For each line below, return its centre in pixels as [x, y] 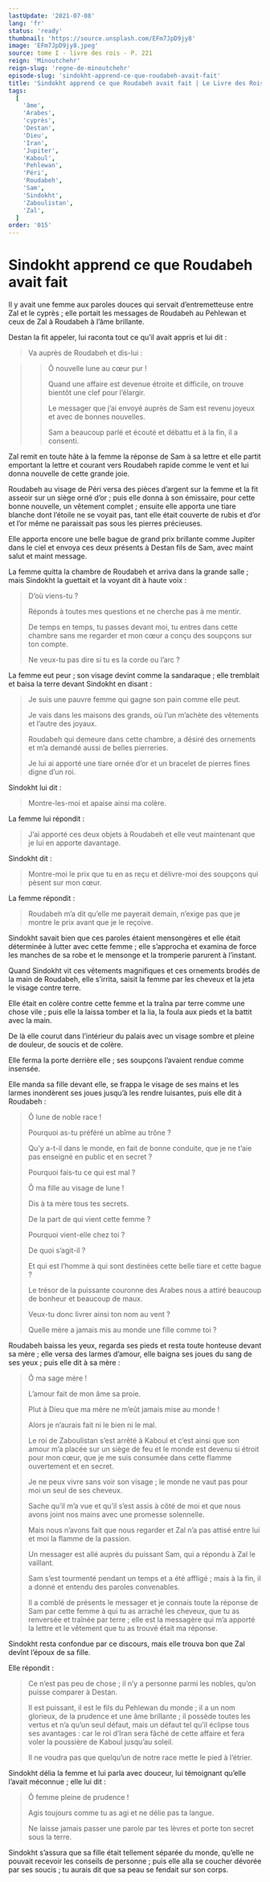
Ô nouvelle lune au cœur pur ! [97, 369]
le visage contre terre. [45, 988]
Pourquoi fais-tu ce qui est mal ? [82, 1173]
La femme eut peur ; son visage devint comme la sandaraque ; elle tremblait [134, 675]
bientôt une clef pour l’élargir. [97, 393]
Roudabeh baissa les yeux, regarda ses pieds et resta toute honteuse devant [135, 1346]
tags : [17, 91]
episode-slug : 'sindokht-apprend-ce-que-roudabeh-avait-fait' [115, 76]
